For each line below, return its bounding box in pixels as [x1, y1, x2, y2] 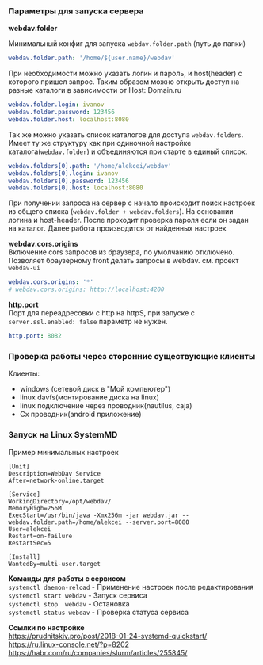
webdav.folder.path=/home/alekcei [8, 518, 123, 526]
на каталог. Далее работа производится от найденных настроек [8, 224, 227, 233]
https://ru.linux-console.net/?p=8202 [8, 640, 129, 649]
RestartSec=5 [8, 539, 51, 547]
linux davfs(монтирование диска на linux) [19, 392, 160, 402]
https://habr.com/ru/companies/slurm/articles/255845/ [8, 648, 188, 657]
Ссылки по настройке [8, 622, 85, 632]
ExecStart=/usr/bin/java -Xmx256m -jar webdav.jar [8, 511, 179, 519]
